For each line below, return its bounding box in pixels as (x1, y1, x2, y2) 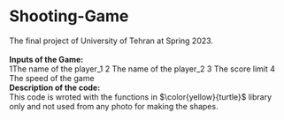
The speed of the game (9, 72, 95, 83)
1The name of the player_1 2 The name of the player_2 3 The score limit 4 (9, 64, 276, 74)
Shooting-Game (9, 6, 129, 26)
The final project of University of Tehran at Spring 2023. (9, 35, 214, 46)
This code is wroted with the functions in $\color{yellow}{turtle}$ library (9, 91, 272, 102)
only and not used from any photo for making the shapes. (9, 101, 219, 111)
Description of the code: (9, 82, 101, 93)
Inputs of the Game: (9, 54, 84, 64)
